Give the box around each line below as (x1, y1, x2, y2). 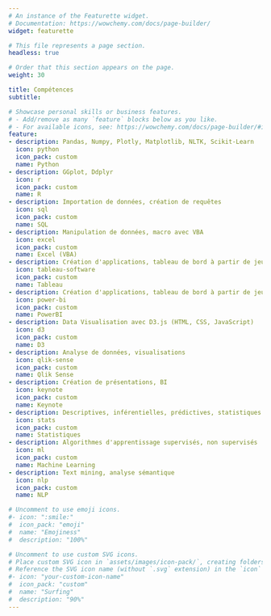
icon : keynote (15, 386, 63, 394)
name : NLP (15, 491, 48, 500)
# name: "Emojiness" (8, 528, 81, 536)
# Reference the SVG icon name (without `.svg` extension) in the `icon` (8, 565, 262, 574)
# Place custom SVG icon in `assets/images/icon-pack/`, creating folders (8, 558, 265, 566)
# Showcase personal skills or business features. (8, 108, 182, 116)
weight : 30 (8, 71, 45, 79)
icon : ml (15, 446, 45, 454)
